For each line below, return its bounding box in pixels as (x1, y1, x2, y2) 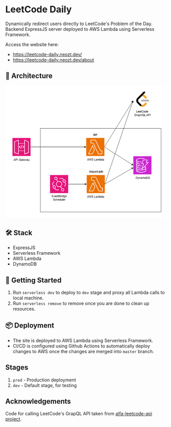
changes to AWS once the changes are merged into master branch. (12, 348, 155, 354)
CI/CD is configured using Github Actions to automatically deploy (12, 342, 150, 349)
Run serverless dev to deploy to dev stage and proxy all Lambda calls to (12, 290, 165, 295)
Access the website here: (5, 41, 59, 47)
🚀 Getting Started (5, 276, 62, 284)
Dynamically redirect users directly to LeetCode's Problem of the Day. (5, 21, 153, 27)
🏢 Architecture (5, 72, 53, 80)
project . (5, 416, 22, 422)
